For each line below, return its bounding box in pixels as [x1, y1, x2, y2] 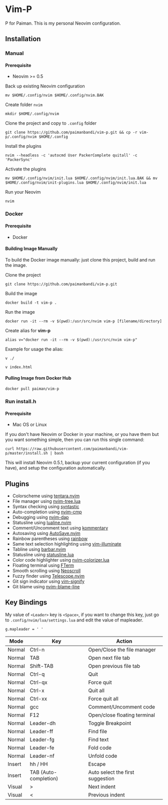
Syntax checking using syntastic [12, 503, 79, 509]
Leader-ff [29, 728, 53, 735]
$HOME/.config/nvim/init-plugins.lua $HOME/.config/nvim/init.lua [5, 180, 146, 186]
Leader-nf [29, 752, 55, 759]
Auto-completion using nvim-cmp [12, 509, 82, 515]
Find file [88, 728, 107, 735]
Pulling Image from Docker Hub [5, 375, 71, 381]
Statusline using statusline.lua [12, 552, 74, 558]
